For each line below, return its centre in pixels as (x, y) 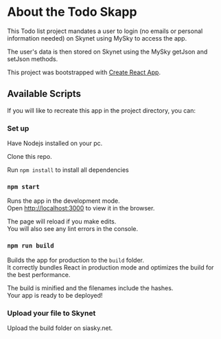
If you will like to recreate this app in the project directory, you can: (101, 110)
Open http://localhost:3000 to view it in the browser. (81, 208)
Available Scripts (44, 94)
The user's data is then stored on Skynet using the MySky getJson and (107, 52)
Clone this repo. (30, 157)
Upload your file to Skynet (51, 313)
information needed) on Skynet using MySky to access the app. (97, 38)
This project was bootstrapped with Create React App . (84, 72)
